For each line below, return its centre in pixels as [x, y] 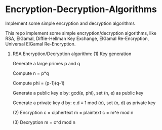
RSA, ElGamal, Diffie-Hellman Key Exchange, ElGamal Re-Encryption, [77, 38]
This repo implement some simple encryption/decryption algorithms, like [81, 33]
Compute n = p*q [31, 73]
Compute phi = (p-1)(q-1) [38, 83]
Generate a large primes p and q [46, 63]
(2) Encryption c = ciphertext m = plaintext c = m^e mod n [73, 112]
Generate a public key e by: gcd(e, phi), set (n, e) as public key [78, 93]
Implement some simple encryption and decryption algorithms [70, 23]
